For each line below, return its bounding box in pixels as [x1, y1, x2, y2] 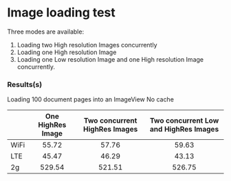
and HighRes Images [150, 125, 219, 134]
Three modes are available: [7, 27, 85, 36]
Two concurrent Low [149, 116, 219, 125]
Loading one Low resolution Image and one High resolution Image [16, 55, 204, 63]
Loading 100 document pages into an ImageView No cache [7, 95, 174, 104]
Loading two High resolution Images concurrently [16, 40, 157, 49]
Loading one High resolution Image [16, 48, 117, 56]
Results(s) [7, 80, 43, 89]
